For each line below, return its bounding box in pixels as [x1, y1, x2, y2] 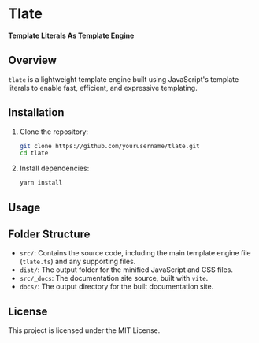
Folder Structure [8, 227, 91, 240]
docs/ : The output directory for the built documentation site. [19, 281, 214, 292]
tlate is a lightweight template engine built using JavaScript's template [8, 74, 239, 84]
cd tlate [19, 149, 49, 158]
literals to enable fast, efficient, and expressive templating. [8, 83, 198, 92]
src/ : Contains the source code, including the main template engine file [19, 248, 251, 258]
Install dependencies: [19, 163, 90, 173]
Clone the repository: [19, 127, 89, 136]
